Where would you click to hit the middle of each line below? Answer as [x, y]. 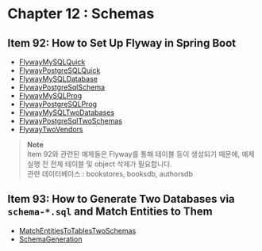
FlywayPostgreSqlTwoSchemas [70, 121]
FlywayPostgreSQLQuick [60, 70]
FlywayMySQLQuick [52, 62]
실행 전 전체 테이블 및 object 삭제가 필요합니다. [99, 164]
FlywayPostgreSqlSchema [62, 87]
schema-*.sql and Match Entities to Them [110, 212]
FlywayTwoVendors [51, 129]
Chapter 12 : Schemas [81, 14]
